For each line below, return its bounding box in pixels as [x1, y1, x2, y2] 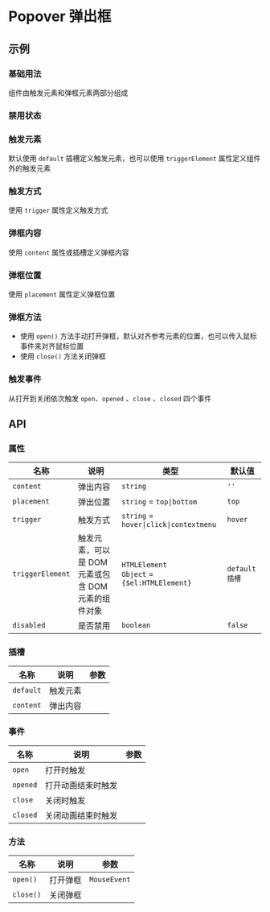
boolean [121, 621, 151, 630]
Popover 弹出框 [8, 7, 112, 26]
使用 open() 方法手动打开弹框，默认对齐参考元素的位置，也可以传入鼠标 [19, 331, 257, 341]
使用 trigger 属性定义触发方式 [8, 205, 108, 215]
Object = [121, 569, 154, 580]
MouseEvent [89, 875, 131, 885]
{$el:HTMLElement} [121, 578, 192, 588]
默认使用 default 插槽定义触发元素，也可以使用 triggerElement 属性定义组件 [8, 154, 261, 164]
